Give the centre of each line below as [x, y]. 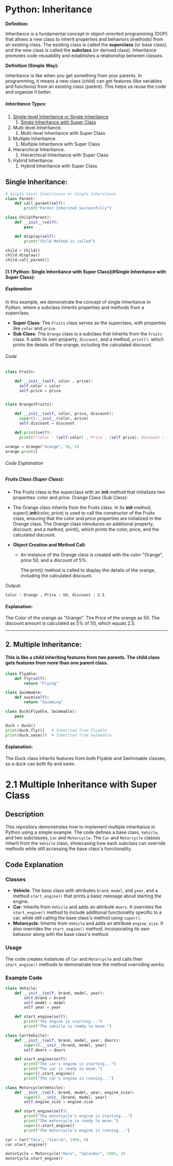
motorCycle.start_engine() [34, 1159]
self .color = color [40, 386]
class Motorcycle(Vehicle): [36, 1088]
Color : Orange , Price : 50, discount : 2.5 [55, 595]
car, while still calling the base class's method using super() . [77, 918]
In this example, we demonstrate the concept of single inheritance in [78, 302]
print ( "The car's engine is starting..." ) [70, 1064]
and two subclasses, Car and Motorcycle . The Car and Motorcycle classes [83, 838]
